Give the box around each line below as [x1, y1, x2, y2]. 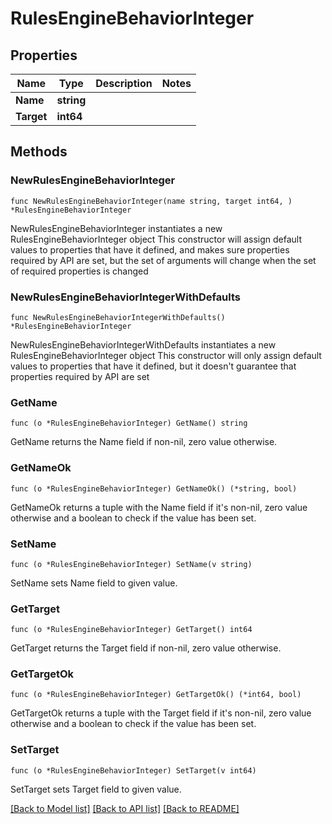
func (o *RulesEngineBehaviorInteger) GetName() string [10, 418, 248, 429]
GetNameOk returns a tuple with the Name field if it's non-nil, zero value [10, 501, 308, 513]
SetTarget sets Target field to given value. [10, 783, 182, 795]
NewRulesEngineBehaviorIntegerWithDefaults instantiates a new [10, 338, 277, 351]
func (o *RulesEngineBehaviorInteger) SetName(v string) [10, 559, 253, 569]
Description [95, 77, 153, 90]
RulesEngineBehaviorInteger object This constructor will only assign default [10, 349, 322, 361]
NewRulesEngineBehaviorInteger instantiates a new [10, 222, 223, 234]
